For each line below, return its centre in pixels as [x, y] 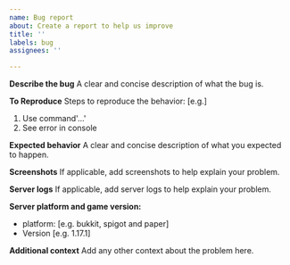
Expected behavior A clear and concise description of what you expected [145, 145]
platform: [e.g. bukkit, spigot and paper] [95, 224]
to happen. [29, 155]
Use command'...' [54, 119]
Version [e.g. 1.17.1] [56, 234]
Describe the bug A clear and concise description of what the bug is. [137, 84]
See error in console [59, 128]
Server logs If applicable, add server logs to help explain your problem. [141, 189]
